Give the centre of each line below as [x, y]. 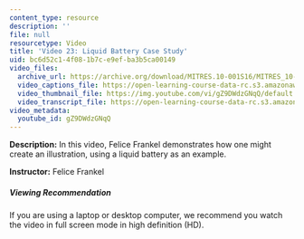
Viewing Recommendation [60, 192]
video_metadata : [40, 110]
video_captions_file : [58, 85]
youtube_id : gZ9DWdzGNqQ [64, 119]
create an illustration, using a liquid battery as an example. [118, 154]
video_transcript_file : [62, 102]
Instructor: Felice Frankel [57, 172]
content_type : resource [54, 18]
